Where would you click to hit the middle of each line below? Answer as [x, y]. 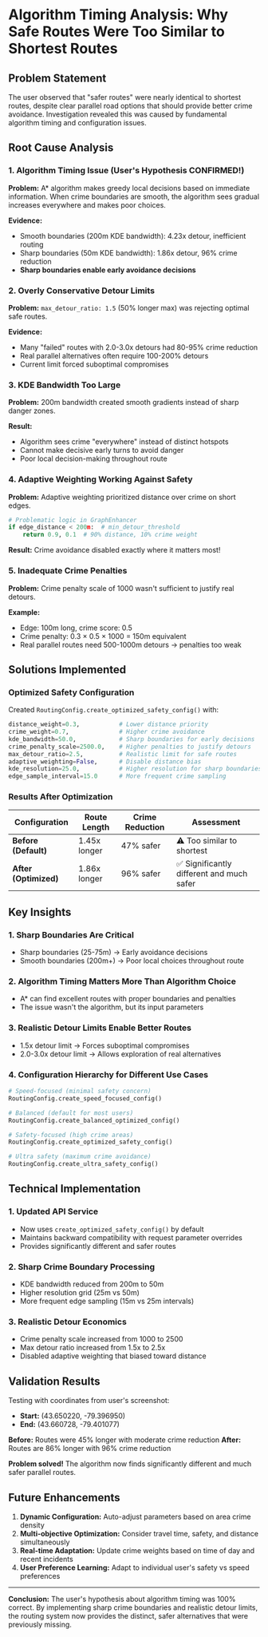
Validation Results [54, 1381]
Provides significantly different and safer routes [98, 1246]
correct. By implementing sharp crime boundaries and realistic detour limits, [133, 1607]
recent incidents [46, 1559]
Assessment [216, 822]
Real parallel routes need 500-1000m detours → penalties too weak [130, 644]
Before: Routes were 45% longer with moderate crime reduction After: [125, 1440]
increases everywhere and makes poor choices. [87, 204]
